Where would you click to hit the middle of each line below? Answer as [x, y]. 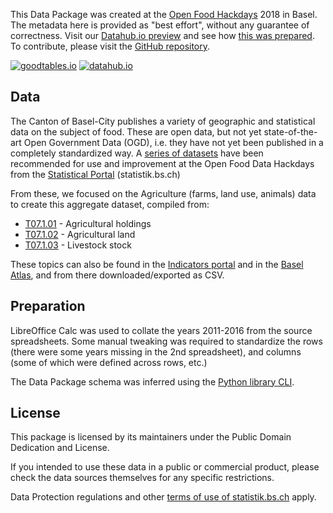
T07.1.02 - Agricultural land [80, 234]
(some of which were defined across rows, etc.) [109, 362]
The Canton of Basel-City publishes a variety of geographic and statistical [163, 121]
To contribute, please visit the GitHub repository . [110, 46]
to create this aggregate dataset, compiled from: [110, 204]
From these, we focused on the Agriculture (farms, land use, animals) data [163, 193]
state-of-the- [290, 131]
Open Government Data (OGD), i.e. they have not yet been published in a [173, 142]
